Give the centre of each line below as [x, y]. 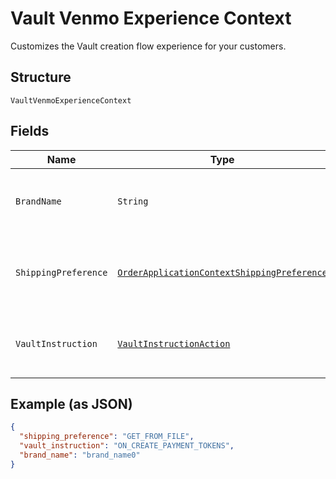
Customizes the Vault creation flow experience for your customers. [148, 46]
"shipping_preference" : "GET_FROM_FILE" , [107, 437]
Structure [41, 77]
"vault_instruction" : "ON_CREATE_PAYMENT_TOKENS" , [127, 446]
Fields [30, 131]
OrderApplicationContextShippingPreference [222, 272]
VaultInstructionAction [174, 343]
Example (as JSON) [71, 403]
